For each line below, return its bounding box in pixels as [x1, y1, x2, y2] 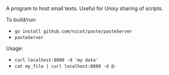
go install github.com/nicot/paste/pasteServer [14, 28, 132, 34]
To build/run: [6, 16, 37, 23]
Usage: [6, 45, 23, 52]
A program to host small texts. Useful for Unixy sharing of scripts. [6, 5, 164, 12]
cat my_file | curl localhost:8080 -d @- [14, 63, 117, 69]
